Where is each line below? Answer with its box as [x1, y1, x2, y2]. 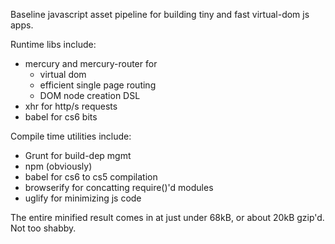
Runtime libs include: [10, 39, 97, 50]
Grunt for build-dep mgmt [24, 150, 132, 161]
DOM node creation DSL [39, 90, 141, 101]
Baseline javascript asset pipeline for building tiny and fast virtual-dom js [10, 9, 310, 20]
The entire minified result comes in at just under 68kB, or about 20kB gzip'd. [10, 212, 325, 223]
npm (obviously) [24, 160, 93, 172]
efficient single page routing [39, 79, 157, 91]
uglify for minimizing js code [24, 192, 142, 204]
